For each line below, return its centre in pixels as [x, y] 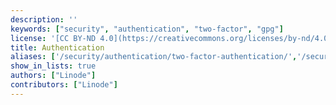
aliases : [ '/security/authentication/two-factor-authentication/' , [154, 57]
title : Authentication [57, 47]
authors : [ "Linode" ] [53, 76]
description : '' [44, 19]
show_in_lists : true [53, 66]
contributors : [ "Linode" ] [64, 85]
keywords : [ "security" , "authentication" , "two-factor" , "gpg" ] [147, 29]
